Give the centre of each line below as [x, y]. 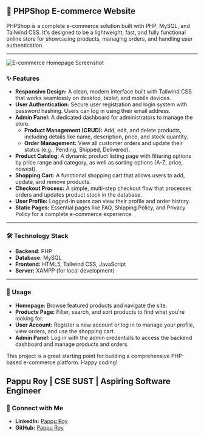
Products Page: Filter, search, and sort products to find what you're [100, 312]
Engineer [24, 391]
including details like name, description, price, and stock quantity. [106, 137]
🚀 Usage [19, 292]
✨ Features [23, 78]
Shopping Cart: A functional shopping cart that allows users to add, [100, 175]
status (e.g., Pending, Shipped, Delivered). [77, 150]
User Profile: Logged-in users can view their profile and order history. [103, 202]
